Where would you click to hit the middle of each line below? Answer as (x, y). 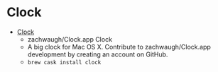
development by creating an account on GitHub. (98, 54)
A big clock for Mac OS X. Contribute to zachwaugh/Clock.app (119, 47)
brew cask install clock (64, 62)
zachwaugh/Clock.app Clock (70, 39)
